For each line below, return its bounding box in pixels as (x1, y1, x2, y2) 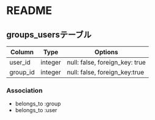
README (6, 4, 52, 18)
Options (94, 48, 118, 56)
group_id (9, 68, 35, 76)
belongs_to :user (15, 107, 57, 114)
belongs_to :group (15, 100, 61, 107)
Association (6, 86, 43, 94)
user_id (9, 58, 31, 66)
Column (10, 48, 34, 56)
